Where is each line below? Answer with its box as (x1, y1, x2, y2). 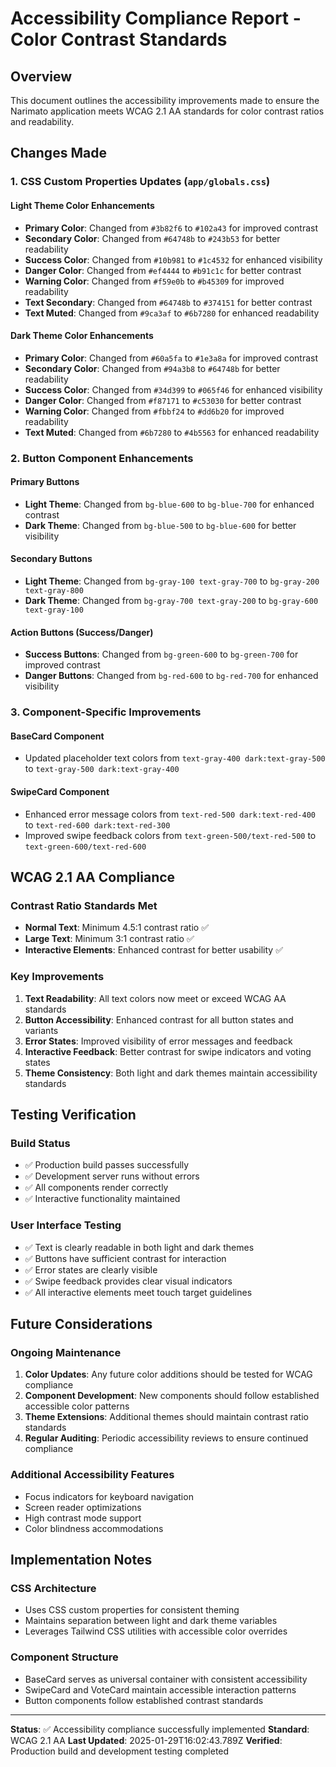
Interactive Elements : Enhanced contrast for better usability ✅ (24, 944, 284, 956)
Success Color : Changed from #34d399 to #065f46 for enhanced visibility (24, 383, 323, 396)
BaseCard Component (10, 730, 105, 742)
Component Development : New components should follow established (24, 1390, 320, 1402)
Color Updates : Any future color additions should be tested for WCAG (24, 1368, 313, 1381)
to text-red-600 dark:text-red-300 (24, 818, 171, 831)
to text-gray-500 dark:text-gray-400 (24, 763, 180, 775)
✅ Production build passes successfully (24, 1159, 190, 1171)
